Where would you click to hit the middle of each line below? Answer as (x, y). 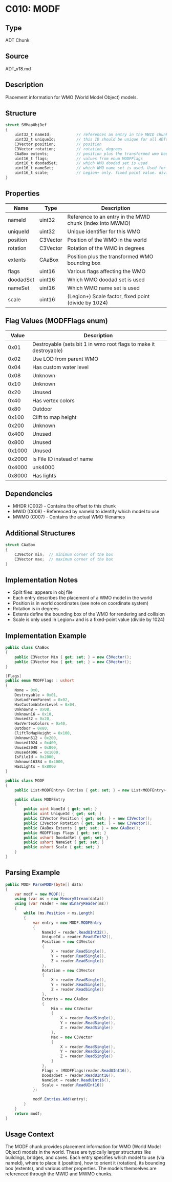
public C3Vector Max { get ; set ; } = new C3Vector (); (73, 662)
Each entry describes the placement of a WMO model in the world (82, 598)
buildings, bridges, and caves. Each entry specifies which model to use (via (85, 1157)
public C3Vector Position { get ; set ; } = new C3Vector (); (88, 819)
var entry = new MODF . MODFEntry (67, 923)
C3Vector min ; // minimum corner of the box (64, 554)
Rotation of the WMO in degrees (106, 248)
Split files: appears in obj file (42, 592)
